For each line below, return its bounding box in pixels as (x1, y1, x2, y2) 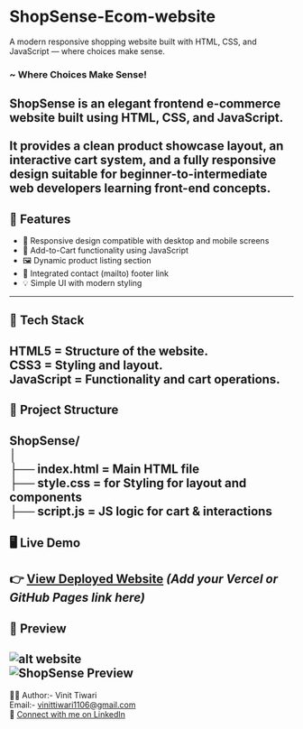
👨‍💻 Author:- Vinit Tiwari (9, 689, 97, 700)
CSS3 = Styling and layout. (9, 357, 164, 373)
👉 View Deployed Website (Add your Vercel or (9, 571, 279, 587)
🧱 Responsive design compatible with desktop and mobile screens (22, 235, 270, 246)
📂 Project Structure (9, 402, 119, 418)
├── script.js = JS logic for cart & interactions (9, 503, 272, 519)
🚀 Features (9, 211, 71, 226)
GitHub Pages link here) (9, 590, 146, 605)
